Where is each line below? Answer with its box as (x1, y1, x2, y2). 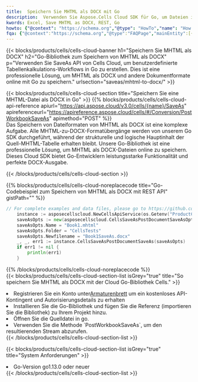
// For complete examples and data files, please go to (6, 206, 146, 212)
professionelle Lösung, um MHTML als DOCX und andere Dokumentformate (6, 72, 190, 79)
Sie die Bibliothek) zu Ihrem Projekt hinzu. (6, 309, 108, 316)
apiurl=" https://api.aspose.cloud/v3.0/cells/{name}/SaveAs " (40, 102, 187, 109)
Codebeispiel (6, 188, 38, 195)
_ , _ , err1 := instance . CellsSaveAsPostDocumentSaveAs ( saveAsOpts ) (16, 239, 186, 245)
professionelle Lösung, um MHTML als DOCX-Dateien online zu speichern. (6, 146, 187, 154)
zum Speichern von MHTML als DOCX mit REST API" (39, 188, 168, 195)
